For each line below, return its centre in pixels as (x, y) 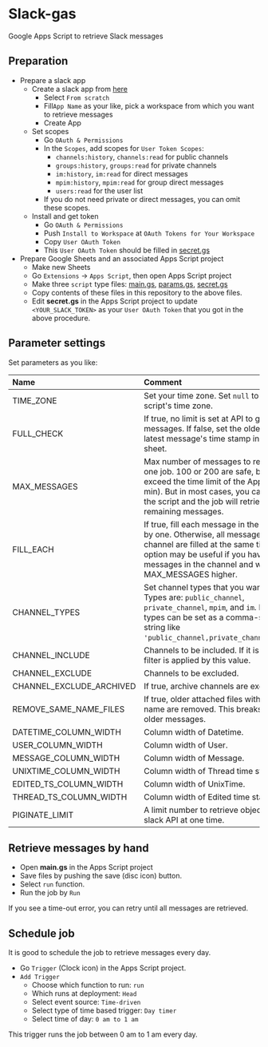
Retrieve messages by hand (79, 848)
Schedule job (41, 933)
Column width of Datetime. (193, 732)
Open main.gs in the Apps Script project (86, 867)
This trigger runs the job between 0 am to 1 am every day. (103, 1034)
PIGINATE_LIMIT (43, 815)
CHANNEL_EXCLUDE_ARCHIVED (74, 686)
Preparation (38, 61)
